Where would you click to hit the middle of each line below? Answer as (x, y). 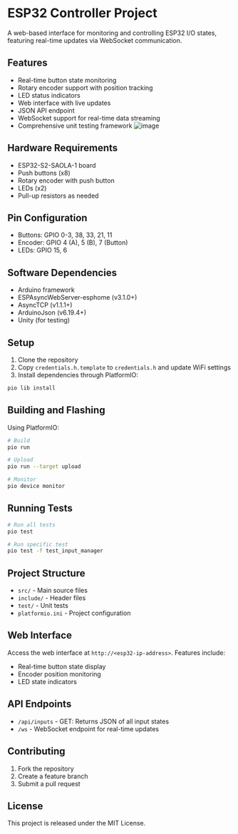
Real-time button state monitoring (67, 80)
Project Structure (46, 573)
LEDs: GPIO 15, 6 (42, 250)
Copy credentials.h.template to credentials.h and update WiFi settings (124, 367)
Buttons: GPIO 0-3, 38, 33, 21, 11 (65, 235)
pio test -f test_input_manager (55, 551)
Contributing (36, 752)
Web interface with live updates (64, 103)
